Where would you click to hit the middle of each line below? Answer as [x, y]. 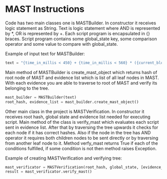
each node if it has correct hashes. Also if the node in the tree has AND [78, 132]
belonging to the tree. [27, 88]
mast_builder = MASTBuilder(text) [41, 97]
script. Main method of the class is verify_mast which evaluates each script [82, 122]
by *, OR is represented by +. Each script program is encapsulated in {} [78, 33]
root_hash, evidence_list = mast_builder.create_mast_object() [72, 102]
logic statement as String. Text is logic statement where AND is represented [83, 28]
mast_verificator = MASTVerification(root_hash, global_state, [72, 167]
